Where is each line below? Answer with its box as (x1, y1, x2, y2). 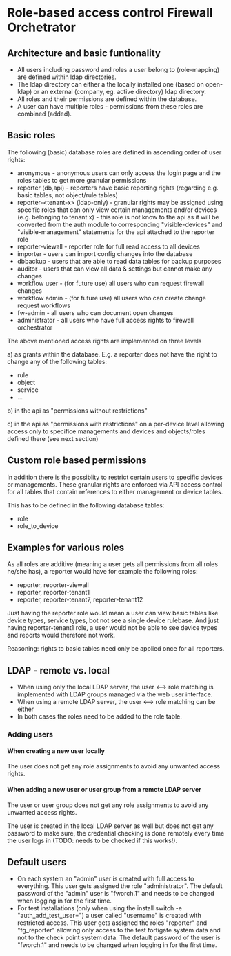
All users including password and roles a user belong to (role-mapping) (17, 66, 220, 73)
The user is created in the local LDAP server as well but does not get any (7, 822, 214, 830)
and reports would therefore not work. (7, 631, 116, 640)
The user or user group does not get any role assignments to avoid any (7, 801, 209, 809)
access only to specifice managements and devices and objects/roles (7, 427, 205, 435)
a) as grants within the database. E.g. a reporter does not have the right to (7, 350, 217, 358)
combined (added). (17, 109, 72, 118)
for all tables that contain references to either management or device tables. (7, 487, 223, 496)
